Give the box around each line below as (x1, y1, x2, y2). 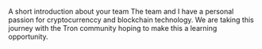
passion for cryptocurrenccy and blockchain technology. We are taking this (8, 15, 254, 24)
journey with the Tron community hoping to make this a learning (8, 24, 218, 32)
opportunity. (8, 32, 49, 41)
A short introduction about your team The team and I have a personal (8, 7, 234, 16)
